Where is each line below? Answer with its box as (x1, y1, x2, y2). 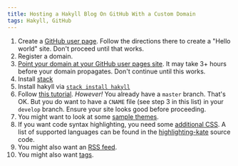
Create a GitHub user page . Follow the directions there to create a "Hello (17, 36, 231, 45)
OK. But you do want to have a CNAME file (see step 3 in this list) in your (17, 97, 224, 105)
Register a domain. (17, 51, 73, 61)
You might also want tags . (17, 150, 94, 159)
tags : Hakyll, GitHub (7, 17, 72, 24)
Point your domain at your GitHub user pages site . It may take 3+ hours (17, 59, 227, 68)
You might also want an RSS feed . (17, 142, 118, 151)
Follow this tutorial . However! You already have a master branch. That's (17, 90, 226, 98)
